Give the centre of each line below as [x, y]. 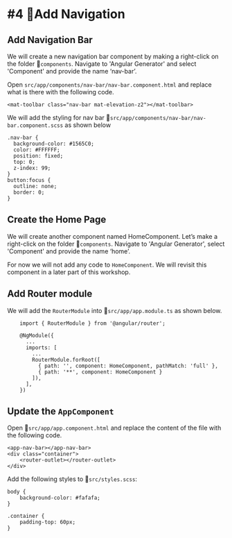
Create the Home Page [57, 220]
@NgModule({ [37, 335]
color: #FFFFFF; [37, 150]
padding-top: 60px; [48, 522]
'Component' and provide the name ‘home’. [69, 251]
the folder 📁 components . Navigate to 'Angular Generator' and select [102, 64]
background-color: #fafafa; [60, 498]
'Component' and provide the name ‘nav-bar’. [72, 71]
